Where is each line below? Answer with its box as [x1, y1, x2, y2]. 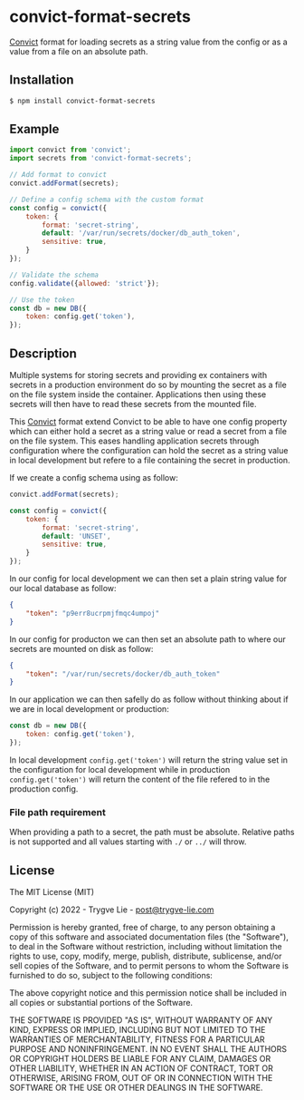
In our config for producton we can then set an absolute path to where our [9, 633, 287, 645]
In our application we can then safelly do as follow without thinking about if [9, 694, 289, 705]
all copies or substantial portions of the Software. [9, 997, 193, 1008]
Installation [9, 73, 74, 88]
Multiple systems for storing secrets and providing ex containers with [9, 370, 268, 380]
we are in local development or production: [9, 704, 169, 715]
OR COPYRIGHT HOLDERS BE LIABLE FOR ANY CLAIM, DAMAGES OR [9, 1053, 271, 1064]
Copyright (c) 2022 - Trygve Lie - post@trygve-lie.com [9, 904, 214, 915]
